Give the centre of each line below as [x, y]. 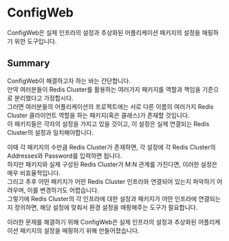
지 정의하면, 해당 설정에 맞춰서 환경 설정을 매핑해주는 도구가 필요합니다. [102, 207]
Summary [29, 63]
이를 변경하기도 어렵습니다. [63, 190]
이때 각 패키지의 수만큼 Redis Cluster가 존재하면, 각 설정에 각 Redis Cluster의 [111, 147]
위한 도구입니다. [35, 41]
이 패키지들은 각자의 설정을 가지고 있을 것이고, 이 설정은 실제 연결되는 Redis [108, 124]
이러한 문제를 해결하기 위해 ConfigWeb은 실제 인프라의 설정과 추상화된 [102, 222]
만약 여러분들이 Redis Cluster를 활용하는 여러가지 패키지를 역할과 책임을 [104, 89]
